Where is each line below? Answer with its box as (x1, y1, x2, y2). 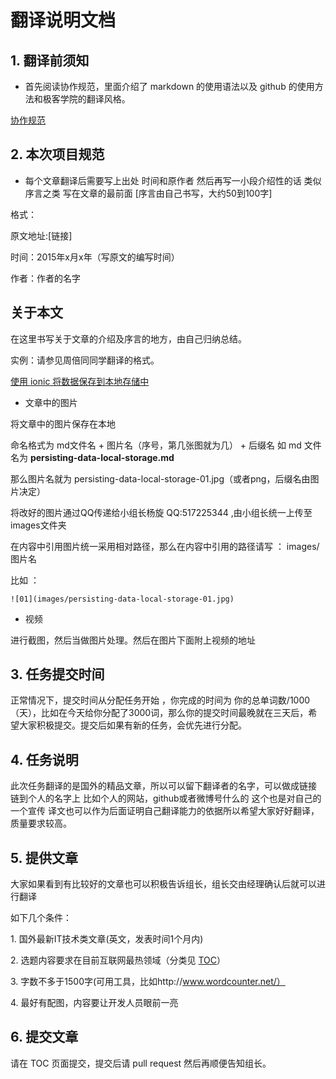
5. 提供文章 (10, 849, 78, 866)
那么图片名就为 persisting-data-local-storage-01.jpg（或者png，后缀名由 (10, 472, 311, 485)
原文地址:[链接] (10, 229, 73, 241)
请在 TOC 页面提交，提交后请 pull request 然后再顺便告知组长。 (10, 1057, 272, 1069)
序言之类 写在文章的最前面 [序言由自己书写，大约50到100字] (24, 187, 273, 199)
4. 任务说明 (10, 751, 79, 768)
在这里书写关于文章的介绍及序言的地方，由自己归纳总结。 (10, 332, 247, 345)
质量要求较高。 (10, 817, 72, 830)
